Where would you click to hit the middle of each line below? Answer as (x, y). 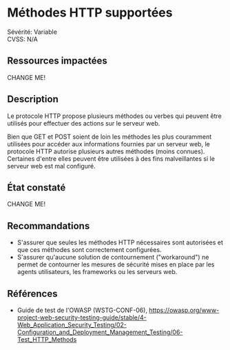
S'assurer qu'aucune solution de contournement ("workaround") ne (113, 257)
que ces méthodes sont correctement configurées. (89, 250)
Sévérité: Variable (32, 32)
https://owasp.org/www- (184, 310)
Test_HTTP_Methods (47, 339)
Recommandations (49, 226)
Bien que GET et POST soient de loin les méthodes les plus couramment (109, 137)
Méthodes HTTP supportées (90, 13)
